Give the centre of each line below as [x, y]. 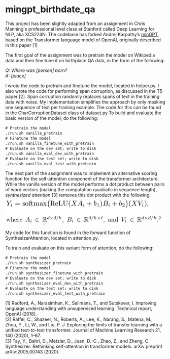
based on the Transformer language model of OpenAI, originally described [83, 40]
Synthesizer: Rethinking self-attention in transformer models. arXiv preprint [84, 346]
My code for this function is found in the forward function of [68, 233]
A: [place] [16, 75]
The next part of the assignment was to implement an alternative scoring [81, 173]
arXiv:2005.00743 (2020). [32, 352]
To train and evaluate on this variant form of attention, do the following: [79, 248]
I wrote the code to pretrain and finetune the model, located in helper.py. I [82, 86]
